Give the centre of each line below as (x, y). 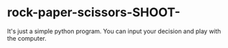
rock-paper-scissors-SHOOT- (94, 13)
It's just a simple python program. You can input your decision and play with (114, 31)
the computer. (27, 38)
